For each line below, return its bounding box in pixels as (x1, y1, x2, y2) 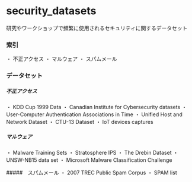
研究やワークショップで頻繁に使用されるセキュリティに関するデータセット (6, 24, 188, 31)
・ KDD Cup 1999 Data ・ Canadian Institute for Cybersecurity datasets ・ (6, 104, 187, 111)
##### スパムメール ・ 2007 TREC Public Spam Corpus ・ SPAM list (6, 169, 177, 176)
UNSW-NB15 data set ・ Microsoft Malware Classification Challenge (6, 157, 172, 164)
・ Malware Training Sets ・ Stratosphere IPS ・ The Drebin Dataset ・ (6, 149, 179, 157)
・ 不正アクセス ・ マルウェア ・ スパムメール (6, 55, 117, 63)
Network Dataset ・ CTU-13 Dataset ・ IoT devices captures (6, 119, 153, 126)
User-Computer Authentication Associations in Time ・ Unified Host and (6, 111, 183, 118)
